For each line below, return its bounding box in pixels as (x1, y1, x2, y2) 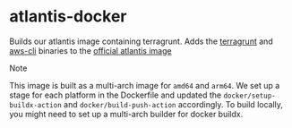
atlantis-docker (9, 6, 127, 27)
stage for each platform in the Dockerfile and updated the (9, 90, 222, 100)
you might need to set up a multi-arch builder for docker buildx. (9, 108, 244, 119)
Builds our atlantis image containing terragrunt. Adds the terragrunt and (9, 36, 273, 47)
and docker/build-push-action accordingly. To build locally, (64, 98, 284, 109)
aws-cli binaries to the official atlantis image (9, 45, 172, 55)
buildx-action (9, 100, 63, 109)
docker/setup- (223, 91, 276, 100)
